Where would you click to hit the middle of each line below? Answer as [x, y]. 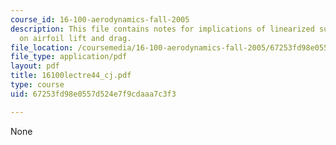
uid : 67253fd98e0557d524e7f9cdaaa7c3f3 [93, 94]
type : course [37, 85]
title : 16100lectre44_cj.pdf [71, 76]
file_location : [42, 47]
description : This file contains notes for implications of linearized [162, 29]
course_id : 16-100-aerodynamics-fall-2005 [100, 19]
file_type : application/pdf [69, 57]
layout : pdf [35, 66]
